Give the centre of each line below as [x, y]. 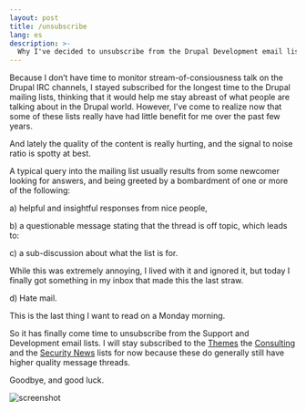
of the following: [40, 190]
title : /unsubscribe [49, 26]
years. [21, 126]
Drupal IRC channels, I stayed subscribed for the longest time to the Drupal [150, 87]
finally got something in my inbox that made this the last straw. [127, 281]
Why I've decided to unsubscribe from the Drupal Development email [150, 52]
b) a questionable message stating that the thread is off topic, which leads [148, 226]
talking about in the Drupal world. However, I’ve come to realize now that [146, 107]
